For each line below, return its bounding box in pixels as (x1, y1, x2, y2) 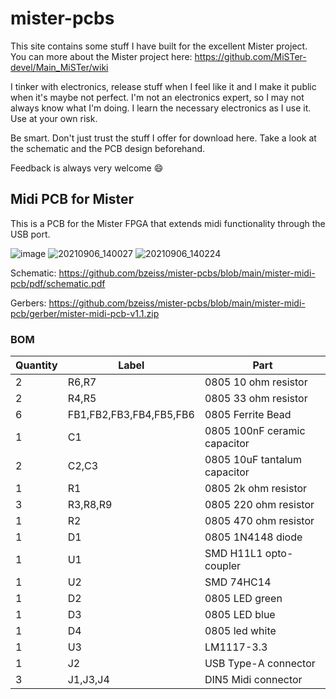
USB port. (10, 228, 51, 240)
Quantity (15, 358, 58, 372)
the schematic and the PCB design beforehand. (10, 142, 206, 154)
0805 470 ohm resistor (204, 514, 315, 528)
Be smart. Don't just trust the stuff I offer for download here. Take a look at (10, 132, 317, 144)
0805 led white (204, 624, 277, 638)
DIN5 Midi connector (204, 673, 303, 687)
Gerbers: (10, 297, 47, 309)
